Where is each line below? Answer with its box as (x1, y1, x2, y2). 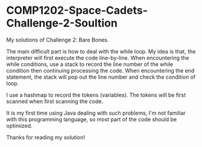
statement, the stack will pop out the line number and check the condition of (6, 73, 196, 80)
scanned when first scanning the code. (6, 97, 104, 105)
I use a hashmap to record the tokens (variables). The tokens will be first (6, 91, 186, 98)
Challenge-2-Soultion (6, 16, 118, 30)
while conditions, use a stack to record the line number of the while (6, 61, 174, 68)
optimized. (6, 122, 33, 129)
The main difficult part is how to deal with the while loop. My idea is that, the (6, 47, 196, 55)
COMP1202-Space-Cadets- (6, 4, 148, 17)
